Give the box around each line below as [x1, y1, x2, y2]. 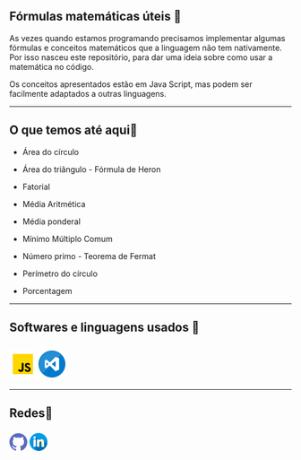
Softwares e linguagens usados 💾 [9, 320, 200, 335]
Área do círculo [21, 146, 79, 157]
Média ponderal [21, 216, 81, 227]
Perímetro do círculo [21, 268, 99, 279]
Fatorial [21, 181, 51, 192]
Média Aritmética [21, 198, 86, 209]
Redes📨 [9, 405, 54, 421]
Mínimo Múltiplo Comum [21, 233, 114, 244]
